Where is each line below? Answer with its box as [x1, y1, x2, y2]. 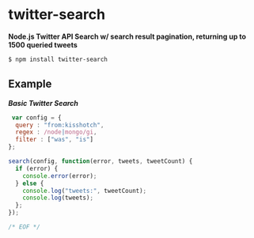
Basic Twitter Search [8, 98, 79, 108]
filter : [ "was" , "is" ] [15, 136, 93, 144]
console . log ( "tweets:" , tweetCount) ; [22, 187, 147, 195]
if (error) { [15, 164, 59, 172]
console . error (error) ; [22, 172, 97, 179]
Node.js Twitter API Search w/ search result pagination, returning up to [8, 32, 247, 41]
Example [8, 77, 52, 91]
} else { [15, 179, 44, 187]
